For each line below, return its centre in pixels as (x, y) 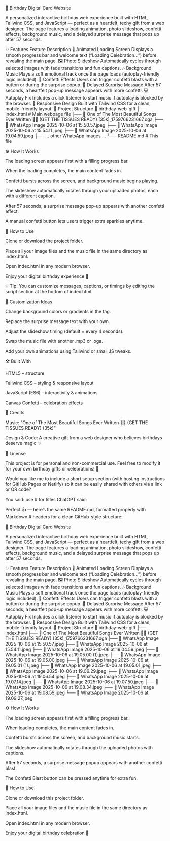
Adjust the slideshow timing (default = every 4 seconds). (64, 331)
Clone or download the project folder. (44, 241)
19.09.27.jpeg (19, 698)
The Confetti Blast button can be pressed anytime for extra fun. (72, 778)
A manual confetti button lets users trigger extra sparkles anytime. (74, 221)
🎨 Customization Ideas (29, 302)
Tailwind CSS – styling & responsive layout (49, 383)
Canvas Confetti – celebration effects (44, 403)
